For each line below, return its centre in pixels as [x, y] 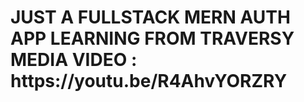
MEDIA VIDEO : [74, 60]
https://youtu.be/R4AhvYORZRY [149, 81]
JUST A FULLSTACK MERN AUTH [150, 17]
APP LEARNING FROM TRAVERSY [152, 38]
